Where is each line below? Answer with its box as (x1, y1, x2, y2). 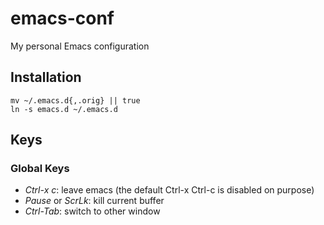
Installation (10, 69, 82, 86)
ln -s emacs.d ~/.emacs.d (10, 104, 118, 114)
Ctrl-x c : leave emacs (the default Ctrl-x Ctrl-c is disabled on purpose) (24, 184, 315, 196)
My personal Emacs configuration (10, 40, 150, 52)
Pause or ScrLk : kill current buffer (24, 195, 165, 207)
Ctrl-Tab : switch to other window (24, 205, 161, 217)
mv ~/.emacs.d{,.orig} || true (10, 95, 141, 106)
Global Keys (10, 162, 70, 176)
